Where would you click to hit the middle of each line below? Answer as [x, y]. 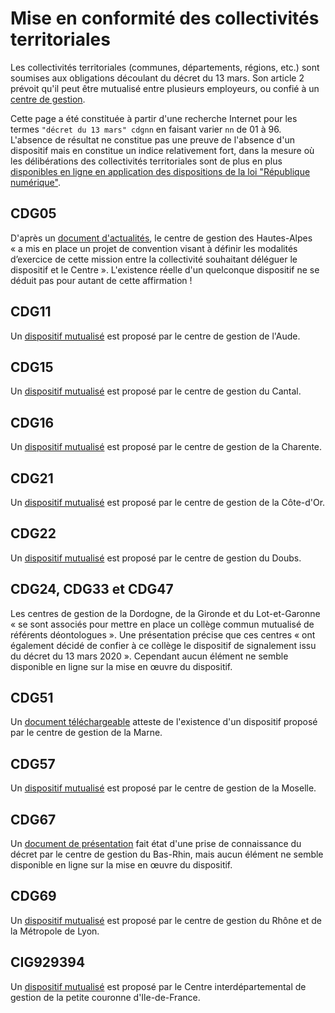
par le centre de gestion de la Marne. [86, 733]
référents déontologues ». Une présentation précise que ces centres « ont [163, 634]
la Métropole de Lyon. [55, 931]
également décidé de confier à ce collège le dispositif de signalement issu [163, 645]
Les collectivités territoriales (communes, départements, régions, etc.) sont [165, 67]
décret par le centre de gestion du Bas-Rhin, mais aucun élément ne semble [167, 854]
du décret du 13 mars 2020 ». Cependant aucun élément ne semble [149, 656]
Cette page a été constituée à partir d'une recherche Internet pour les [154, 118]
